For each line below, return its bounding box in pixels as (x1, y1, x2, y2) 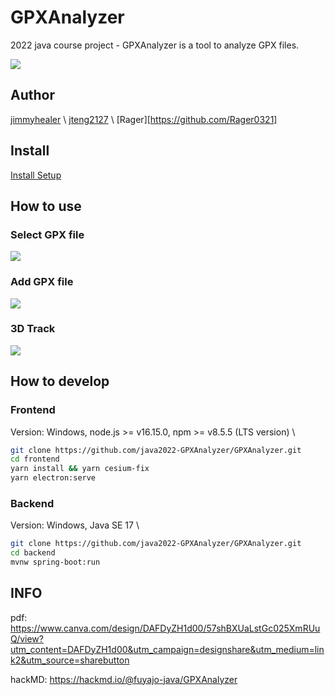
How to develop (10, 373, 110, 390)
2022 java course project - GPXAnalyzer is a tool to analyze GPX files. (10, 39, 300, 51)
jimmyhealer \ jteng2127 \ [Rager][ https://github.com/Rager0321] (10, 113, 278, 125)
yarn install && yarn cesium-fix (10, 464, 150, 474)
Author (10, 87, 55, 104)
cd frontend (10, 454, 60, 465)
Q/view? (10, 632, 44, 645)
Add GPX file (10, 275, 74, 289)
